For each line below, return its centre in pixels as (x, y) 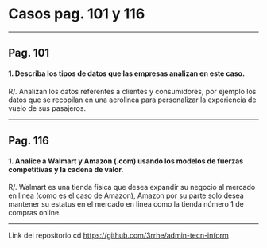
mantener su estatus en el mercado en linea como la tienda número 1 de (126, 204)
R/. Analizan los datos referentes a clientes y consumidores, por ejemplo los (132, 91)
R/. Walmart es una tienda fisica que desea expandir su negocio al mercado (132, 187)
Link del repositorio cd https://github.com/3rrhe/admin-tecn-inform (118, 235)
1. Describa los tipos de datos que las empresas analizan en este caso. (126, 73)
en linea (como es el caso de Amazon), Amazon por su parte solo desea (126, 195)
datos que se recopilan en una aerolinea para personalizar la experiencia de (132, 100)
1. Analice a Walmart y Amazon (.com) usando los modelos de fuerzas (126, 161)
